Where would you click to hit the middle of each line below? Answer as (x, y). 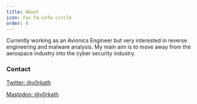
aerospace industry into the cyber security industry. (71, 54)
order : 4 (17, 23)
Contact (18, 69)
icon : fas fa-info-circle (39, 18)
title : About (23, 12)
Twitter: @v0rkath (29, 82)
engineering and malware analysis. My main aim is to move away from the (98, 47)
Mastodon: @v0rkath (33, 94)
